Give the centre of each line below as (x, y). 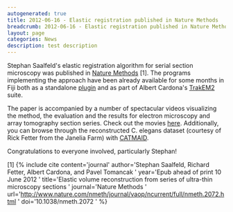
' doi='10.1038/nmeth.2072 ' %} (62, 201)
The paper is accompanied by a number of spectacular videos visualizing (112, 108)
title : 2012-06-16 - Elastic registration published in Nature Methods (113, 20)
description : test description (52, 46)
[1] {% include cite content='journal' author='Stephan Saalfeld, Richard (108, 165)
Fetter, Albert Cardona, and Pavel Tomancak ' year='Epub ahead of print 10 (114, 172)
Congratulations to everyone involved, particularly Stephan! (92, 151)
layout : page (26, 33)
